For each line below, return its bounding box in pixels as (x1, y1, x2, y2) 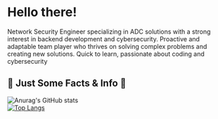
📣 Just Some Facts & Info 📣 (7, 78, 127, 90)
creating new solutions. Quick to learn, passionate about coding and (7, 50, 205, 58)
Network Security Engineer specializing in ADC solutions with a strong (7, 27, 211, 36)
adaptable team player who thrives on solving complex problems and (7, 42, 207, 50)
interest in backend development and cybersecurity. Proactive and (7, 34, 200, 43)
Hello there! (7, 4, 77, 20)
